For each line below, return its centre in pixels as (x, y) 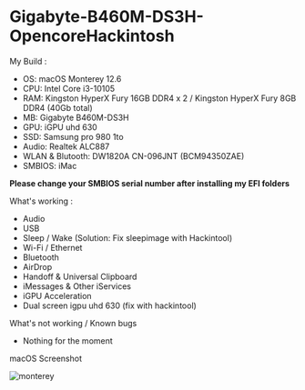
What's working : (41, 201)
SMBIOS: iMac (50, 165)
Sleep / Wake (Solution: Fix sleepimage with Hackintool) (127, 237)
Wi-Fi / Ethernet (52, 247)
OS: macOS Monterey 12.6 (72, 78)
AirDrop (37, 266)
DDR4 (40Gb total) (57, 107)
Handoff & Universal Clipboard (80, 276)
